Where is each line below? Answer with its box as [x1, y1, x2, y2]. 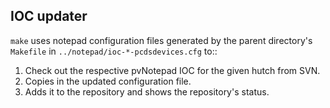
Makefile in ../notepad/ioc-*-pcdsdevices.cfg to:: [10, 45, 218, 57]
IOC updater [10, 8, 88, 25]
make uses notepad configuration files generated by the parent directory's [10, 34, 313, 46]
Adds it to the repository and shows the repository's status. [24, 85, 270, 98]
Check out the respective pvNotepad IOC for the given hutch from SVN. [24, 64, 321, 76]
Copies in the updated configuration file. [24, 75, 192, 87]
